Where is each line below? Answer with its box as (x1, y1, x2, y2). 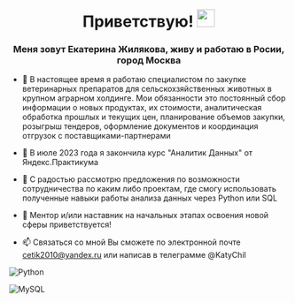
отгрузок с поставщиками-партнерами (21, 131, 171, 141)
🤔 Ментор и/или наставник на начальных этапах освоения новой (21, 210, 268, 221)
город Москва (116, 54, 182, 66)
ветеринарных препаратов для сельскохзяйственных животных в (21, 84, 272, 95)
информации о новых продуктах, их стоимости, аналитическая (21, 102, 262, 113)
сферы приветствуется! (21, 219, 113, 230)
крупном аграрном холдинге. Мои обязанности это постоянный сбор (21, 93, 286, 103)
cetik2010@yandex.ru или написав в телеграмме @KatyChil (21, 250, 246, 261)
